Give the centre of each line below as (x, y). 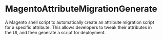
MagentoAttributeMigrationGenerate (81, 9)
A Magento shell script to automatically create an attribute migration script (80, 22)
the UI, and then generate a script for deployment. (55, 32)
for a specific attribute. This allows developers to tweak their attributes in (79, 27)
